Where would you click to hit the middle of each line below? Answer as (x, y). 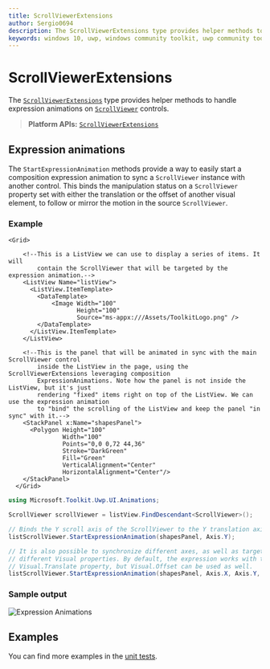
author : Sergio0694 (41, 23)
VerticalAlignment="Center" (109, 465)
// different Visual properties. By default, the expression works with (133, 559)
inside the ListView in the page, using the (113, 367)
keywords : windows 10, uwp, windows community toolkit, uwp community (129, 38)
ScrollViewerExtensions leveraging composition (90, 374)
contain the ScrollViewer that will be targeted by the (133, 269)
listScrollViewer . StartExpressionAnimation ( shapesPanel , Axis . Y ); (122, 536)
